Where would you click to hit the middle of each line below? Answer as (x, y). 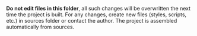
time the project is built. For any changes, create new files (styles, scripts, (96, 15)
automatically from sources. (40, 27)
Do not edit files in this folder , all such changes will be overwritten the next (99, 8)
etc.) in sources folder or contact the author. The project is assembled (92, 21)
